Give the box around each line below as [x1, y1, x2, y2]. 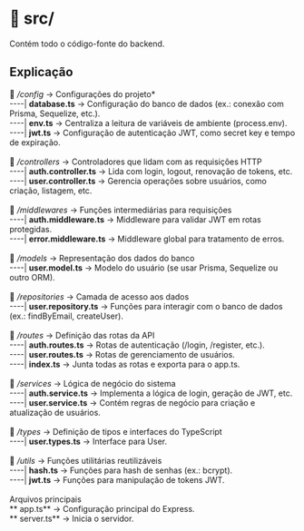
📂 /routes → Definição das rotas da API [9, 329, 155, 340]
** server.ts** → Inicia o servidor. [9, 513, 134, 524]
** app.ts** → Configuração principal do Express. [9, 503, 195, 514]
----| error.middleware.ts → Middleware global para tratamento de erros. [9, 233, 285, 244]
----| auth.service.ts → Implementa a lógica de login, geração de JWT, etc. [9, 388, 293, 398]
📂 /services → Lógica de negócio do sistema [9, 378, 176, 388]
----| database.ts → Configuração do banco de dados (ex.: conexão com [9, 98, 284, 109]
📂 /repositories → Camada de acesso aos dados [9, 290, 190, 302]
